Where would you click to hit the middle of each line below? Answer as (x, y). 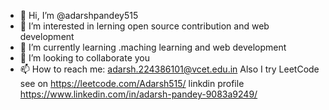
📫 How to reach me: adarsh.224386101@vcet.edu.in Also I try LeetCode (169, 69)
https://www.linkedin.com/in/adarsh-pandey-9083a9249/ (138, 94)
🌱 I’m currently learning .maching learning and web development (153, 47)
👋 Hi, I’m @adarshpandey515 (79, 15)
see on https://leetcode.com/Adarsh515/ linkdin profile (132, 83)
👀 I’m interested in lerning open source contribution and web (144, 26)
